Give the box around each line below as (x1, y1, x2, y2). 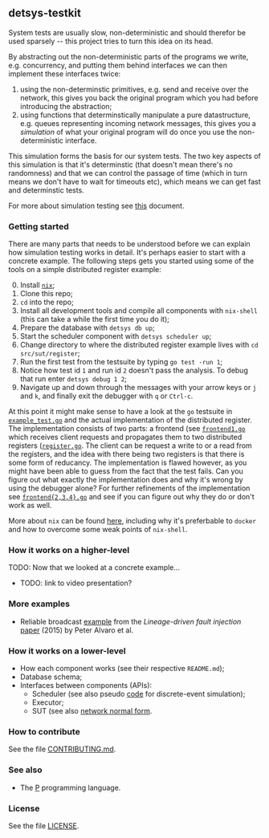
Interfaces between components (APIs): (19, 681, 153, 690)
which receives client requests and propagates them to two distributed (8, 433, 243, 442)
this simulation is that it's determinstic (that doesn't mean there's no (8, 160, 233, 169)
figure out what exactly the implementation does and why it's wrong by (8, 475, 243, 485)
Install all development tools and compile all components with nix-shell (19, 306, 259, 315)
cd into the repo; (19, 297, 74, 307)
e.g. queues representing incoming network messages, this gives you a (19, 118, 257, 128)
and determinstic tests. (8, 185, 84, 195)
